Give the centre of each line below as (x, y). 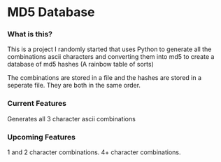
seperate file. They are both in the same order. (74, 86)
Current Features (37, 104)
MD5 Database (51, 12)
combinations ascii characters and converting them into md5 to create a (111, 57)
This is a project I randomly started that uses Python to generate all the (109, 49)
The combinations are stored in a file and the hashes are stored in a (104, 78)
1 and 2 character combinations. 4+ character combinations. (94, 152)
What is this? (30, 34)
